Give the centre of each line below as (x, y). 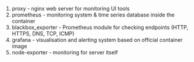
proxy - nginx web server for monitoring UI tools (71, 9)
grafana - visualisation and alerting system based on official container (97, 40)
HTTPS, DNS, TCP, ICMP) (43, 34)
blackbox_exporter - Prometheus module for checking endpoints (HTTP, (100, 27)
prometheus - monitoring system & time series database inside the (93, 15)
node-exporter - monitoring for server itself (65, 52)
